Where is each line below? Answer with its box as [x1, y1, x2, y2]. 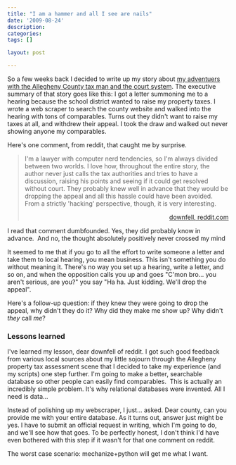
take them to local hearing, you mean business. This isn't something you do [7, 255, 226, 263]
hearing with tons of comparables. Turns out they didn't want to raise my [7, 112, 218, 120]
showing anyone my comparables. [7, 128, 107, 135]
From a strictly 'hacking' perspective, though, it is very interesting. [24, 199, 216, 208]
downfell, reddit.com [169, 213, 229, 221]
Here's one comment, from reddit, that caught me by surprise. [7, 141, 188, 149]
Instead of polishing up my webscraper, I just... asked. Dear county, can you [7, 406, 227, 414]
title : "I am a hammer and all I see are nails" [7, 10, 152, 18]
